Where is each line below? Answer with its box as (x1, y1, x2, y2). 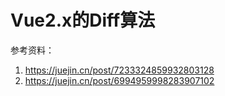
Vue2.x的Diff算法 (10, 9, 156, 32)
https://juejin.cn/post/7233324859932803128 (24, 64, 215, 76)
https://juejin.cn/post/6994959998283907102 (24, 74, 215, 86)
